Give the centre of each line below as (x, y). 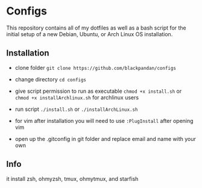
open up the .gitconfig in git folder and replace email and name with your (105, 139)
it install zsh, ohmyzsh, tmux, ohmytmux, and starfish (72, 178)
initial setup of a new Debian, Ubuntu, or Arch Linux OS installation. (90, 34)
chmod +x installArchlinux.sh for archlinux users (77, 97)
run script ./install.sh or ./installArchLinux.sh (76, 109)
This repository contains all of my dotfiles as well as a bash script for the (96, 28)
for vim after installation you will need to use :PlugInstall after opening (104, 121)
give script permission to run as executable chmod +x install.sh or (98, 91)
